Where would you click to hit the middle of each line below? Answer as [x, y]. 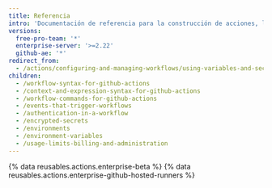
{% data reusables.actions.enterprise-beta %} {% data [100, 166]
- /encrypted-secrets [52, 121]
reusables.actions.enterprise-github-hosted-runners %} [102, 175]
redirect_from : [34, 61]
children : [25, 76]
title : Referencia [39, 16]
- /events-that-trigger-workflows [74, 106]
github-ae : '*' [41, 53]
